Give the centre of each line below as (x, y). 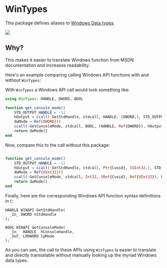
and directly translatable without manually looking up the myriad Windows (81, 255)
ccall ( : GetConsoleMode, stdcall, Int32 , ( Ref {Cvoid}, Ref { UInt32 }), (86, 177)
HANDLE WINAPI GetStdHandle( (35, 210)
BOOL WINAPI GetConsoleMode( (35, 227)
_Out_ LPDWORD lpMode (32, 236)
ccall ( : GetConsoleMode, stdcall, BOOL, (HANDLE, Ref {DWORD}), (80, 126)
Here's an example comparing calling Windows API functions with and (77, 75)
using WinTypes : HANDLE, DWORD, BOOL (44, 99)
